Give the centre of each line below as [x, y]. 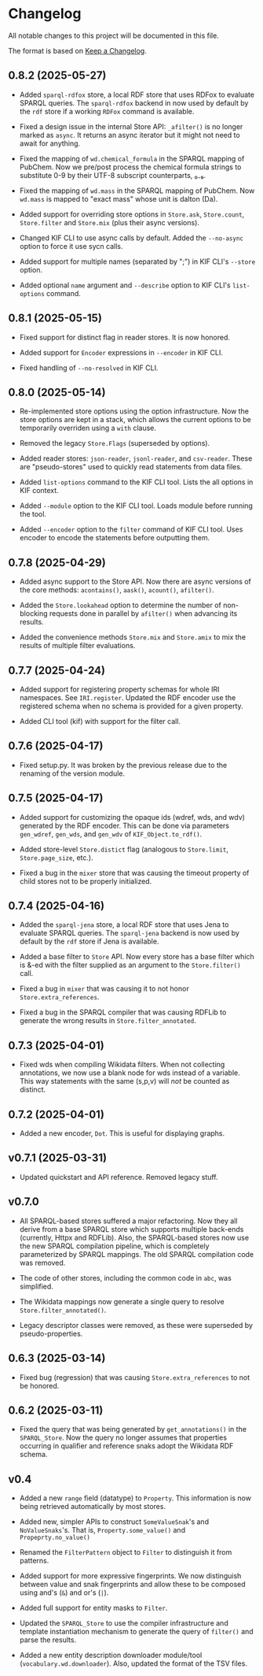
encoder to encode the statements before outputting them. [115, 538]
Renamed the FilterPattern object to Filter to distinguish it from [126, 1552]
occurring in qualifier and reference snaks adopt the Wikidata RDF [126, 1446]
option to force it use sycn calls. [71, 246]
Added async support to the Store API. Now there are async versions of [135, 582]
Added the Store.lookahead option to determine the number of [121, 605]
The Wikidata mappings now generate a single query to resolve [122, 1301]
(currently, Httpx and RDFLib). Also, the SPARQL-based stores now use [134, 1237]
